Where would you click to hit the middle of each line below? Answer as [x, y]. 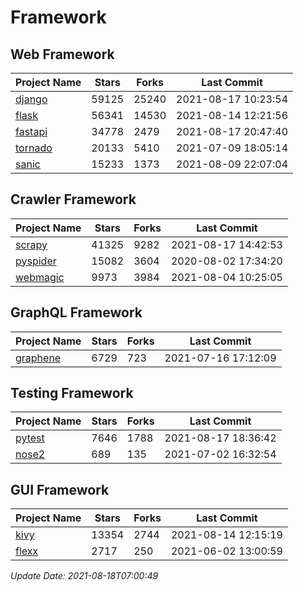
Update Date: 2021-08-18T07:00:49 [84, 576]
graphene [38, 358]
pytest [30, 438]
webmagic [40, 277]
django [31, 99]
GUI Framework [60, 489]
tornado [34, 148]
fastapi [31, 131]
